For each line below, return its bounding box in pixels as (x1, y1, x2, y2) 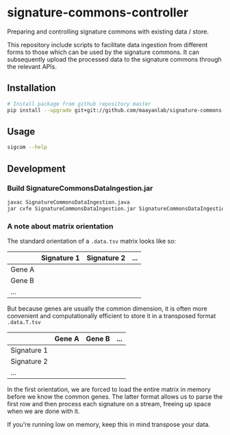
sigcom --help (7, 144, 48, 151)
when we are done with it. (7, 407, 80, 415)
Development (7, 163, 66, 174)
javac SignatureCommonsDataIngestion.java (7, 198, 130, 206)
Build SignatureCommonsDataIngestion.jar (7, 183, 153, 193)
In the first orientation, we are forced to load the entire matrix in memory (7, 385, 211, 393)
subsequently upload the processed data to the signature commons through (7, 55, 222, 63)
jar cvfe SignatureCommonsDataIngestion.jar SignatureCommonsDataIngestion (7, 205, 228, 212)
